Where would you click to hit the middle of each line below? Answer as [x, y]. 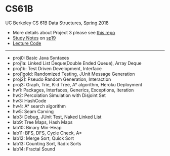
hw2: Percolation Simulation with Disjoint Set [59, 95]
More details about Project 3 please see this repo [64, 32]
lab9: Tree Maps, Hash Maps [42, 122]
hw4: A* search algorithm [39, 106]
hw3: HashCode [29, 100]
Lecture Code [27, 43]
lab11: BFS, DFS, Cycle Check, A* [47, 133]
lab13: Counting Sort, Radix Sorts [47, 143]
